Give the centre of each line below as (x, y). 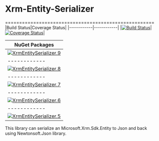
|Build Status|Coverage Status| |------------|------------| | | (79, 27)
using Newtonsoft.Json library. (36, 133)
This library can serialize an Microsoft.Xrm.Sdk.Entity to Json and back (76, 128)
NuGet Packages (34, 45)
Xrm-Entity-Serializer (50, 9)
